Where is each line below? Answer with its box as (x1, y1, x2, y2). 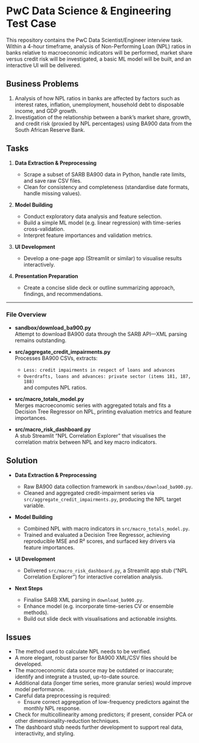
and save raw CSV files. (23, 177, 82, 184)
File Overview (6, 311, 47, 319)
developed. (14, 660, 43, 668)
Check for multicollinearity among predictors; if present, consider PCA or (14, 711, 193, 718)
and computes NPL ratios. (23, 384, 87, 391)
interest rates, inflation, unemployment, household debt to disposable (14, 101, 185, 108)
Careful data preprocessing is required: (14, 692, 111, 699)
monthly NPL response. (23, 705, 81, 712)
